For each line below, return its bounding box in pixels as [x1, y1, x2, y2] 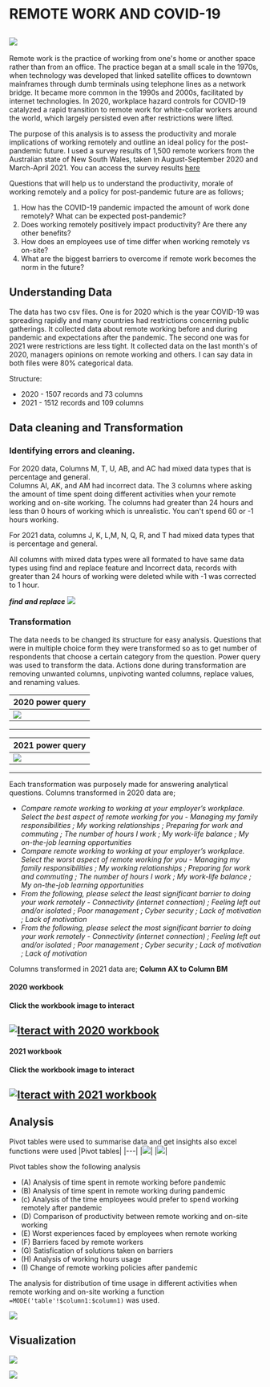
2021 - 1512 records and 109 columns [20, 398, 144, 407]
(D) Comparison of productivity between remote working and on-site [20, 1211, 248, 1221]
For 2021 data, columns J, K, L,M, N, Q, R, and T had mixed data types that [9, 530, 255, 540]
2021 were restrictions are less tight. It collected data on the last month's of [9, 341, 259, 350]
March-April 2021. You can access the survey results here [9, 163, 200, 173]
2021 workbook [9, 1046, 62, 1056]
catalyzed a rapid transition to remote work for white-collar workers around [9, 105, 258, 114]
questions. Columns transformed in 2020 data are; [9, 788, 175, 798]
